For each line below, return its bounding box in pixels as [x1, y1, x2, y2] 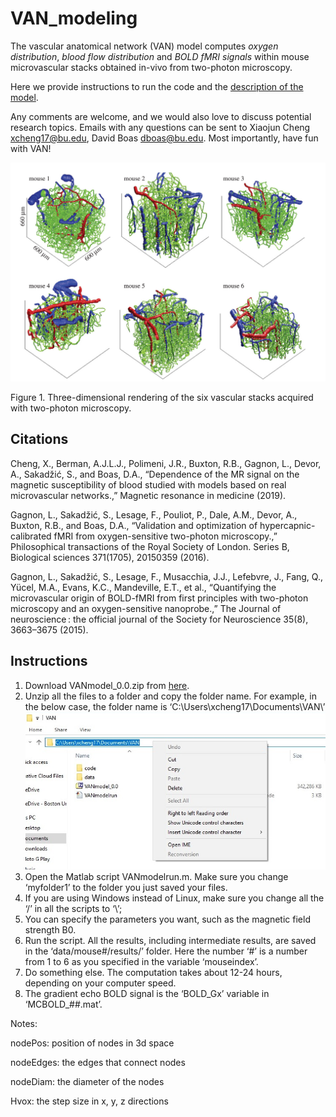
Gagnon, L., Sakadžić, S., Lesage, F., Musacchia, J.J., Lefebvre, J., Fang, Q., [10, 570, 323, 582]
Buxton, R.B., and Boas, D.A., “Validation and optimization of [10, 519, 258, 531]
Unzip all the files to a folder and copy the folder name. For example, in [24, 690, 317, 702]
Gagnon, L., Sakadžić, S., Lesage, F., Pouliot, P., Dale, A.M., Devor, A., [10, 508, 298, 521]
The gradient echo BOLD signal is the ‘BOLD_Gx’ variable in [24, 988, 270, 1000]
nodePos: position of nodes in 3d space [10, 1037, 175, 1049]
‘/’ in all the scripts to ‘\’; [24, 903, 123, 915]
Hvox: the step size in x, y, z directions [10, 1095, 169, 1107]
